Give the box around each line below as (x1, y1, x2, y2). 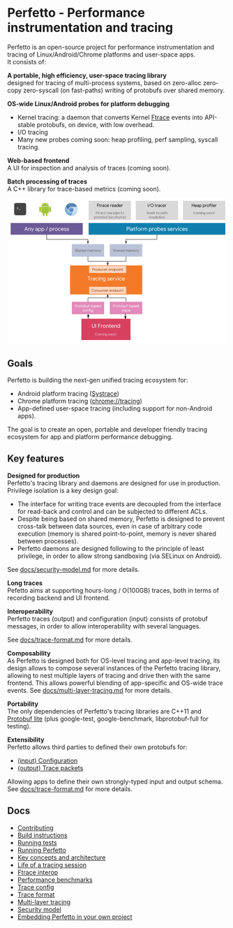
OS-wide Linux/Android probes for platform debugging (7, 99, 170, 108)
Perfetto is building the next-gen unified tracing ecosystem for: (7, 376, 188, 385)
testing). (7, 721, 31, 730)
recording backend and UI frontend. (7, 594, 110, 602)
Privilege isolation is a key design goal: (7, 486, 119, 494)
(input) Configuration (17, 756, 78, 765)
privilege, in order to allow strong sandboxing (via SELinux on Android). (17, 552, 223, 560)
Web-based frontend (7, 156, 70, 165)
